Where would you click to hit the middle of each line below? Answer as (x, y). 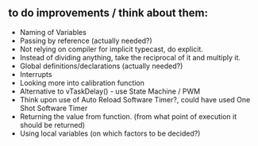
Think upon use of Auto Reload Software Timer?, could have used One (135, 99)
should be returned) (52, 125)
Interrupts (36, 74)
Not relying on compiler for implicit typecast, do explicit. (112, 49)
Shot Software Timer (54, 108)
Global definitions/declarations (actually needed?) (101, 66)
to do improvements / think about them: (108, 13)
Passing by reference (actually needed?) (86, 40)
